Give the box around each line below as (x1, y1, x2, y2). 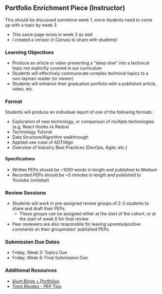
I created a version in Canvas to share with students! (12, 37, 118, 42)
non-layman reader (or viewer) (12, 76, 74, 82)
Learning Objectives (5, 49, 54, 56)
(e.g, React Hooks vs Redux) (12, 124, 70, 130)
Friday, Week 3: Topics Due (12, 250, 67, 255)
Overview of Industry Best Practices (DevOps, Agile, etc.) (12, 145, 127, 150)
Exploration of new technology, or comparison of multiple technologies (12, 119, 155, 125)
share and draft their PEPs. (12, 205, 66, 211)
